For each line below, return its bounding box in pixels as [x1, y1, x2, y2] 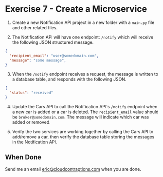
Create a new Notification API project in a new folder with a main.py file [12, 20, 155, 25]
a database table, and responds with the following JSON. [12, 77, 127, 82]
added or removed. [12, 119, 51, 125]
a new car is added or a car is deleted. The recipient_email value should [12, 109, 159, 115]
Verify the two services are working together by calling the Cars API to [12, 129, 154, 135]
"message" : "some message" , [9, 58, 67, 63]
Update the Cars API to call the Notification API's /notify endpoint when [12, 104, 158, 110]
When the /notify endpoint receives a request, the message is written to [12, 71, 159, 77]
